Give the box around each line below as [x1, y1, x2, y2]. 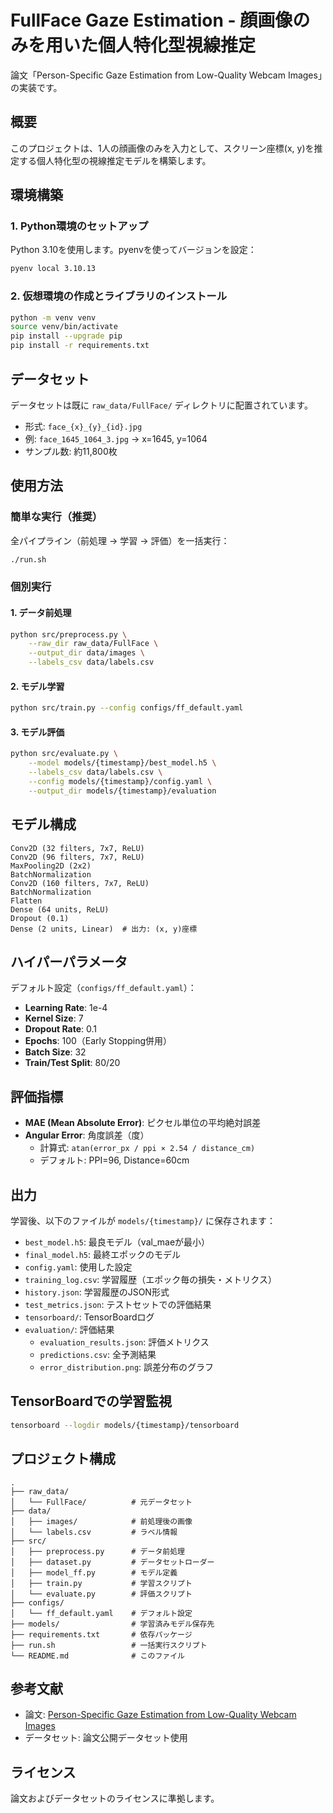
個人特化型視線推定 [98, 34, 257, 57]
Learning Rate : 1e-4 [24, 1002, 108, 1014]
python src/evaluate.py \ [10, 749, 118, 759]
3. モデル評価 [10, 726, 65, 738]
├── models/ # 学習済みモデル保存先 [10, 1619, 215, 1629]
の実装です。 [10, 81, 63, 93]
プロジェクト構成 [10, 1451, 116, 1468]
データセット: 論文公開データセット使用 [24, 1732, 188, 1744]
